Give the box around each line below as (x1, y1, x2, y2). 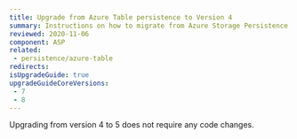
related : (9, 46, 42, 55)
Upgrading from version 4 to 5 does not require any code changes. (9, 120, 255, 130)
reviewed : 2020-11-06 (9, 29, 90, 38)
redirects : (9, 63, 50, 72)
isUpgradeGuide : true (9, 71, 90, 80)
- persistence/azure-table (12, 54, 114, 63)
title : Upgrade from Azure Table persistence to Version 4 (9, 12, 233, 22)
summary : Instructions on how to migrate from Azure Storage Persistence (9, 21, 289, 30)
